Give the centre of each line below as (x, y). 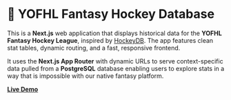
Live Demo (23, 89)
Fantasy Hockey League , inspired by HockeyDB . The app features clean (110, 40)
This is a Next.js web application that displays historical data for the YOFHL (114, 33)
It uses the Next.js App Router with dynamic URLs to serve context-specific (115, 61)
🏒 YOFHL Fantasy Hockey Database (111, 14)
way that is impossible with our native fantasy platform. (86, 76)
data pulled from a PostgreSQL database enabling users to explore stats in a (116, 68)
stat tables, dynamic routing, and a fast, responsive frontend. (94, 48)
